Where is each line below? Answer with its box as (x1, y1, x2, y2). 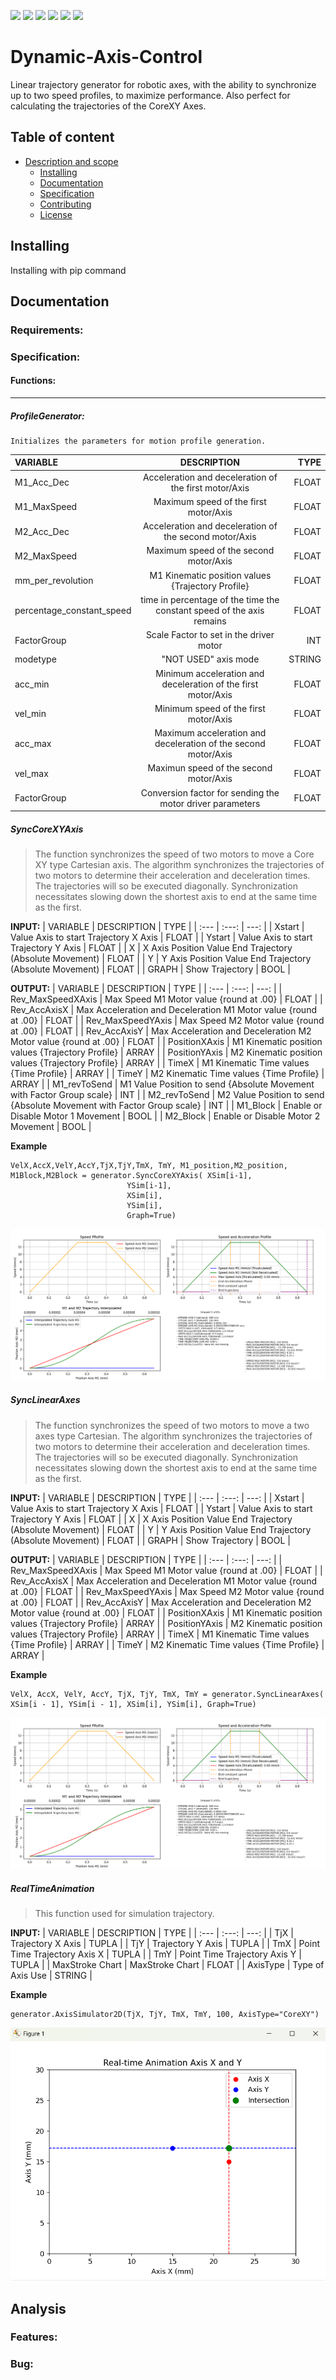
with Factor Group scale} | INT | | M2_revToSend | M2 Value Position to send (10, 1089, 325, 1101)
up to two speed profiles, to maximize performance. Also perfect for (10, 89, 291, 101)
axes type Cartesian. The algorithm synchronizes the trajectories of (34, 1430, 313, 1442)
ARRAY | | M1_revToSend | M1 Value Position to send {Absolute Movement (10, 1078, 315, 1090)
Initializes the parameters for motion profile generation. (10, 436, 267, 446)
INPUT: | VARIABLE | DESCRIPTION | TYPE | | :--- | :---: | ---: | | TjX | (10, 1927, 294, 1939)
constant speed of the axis (155, 604, 265, 616)
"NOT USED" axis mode (161, 653, 260, 665)
